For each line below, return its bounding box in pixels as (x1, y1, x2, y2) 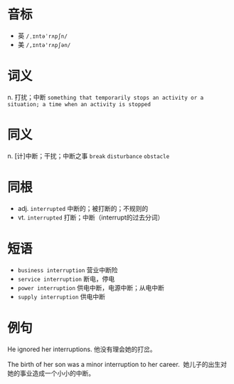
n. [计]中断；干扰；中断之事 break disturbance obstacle (7, 151, 170, 160)
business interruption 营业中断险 (17, 265, 119, 274)
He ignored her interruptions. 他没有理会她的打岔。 (7, 345, 156, 353)
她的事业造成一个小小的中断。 (7, 368, 95, 378)
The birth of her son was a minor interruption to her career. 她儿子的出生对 (7, 360, 228, 368)
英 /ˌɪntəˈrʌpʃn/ (17, 31, 68, 40)
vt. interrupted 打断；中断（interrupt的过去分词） (17, 213, 164, 222)
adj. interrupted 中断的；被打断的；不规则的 (17, 204, 149, 212)
